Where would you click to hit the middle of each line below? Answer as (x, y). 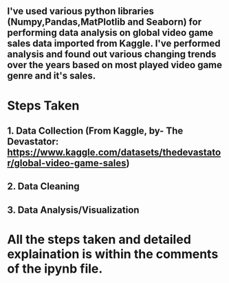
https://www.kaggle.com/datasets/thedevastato (114, 152)
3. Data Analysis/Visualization (73, 210)
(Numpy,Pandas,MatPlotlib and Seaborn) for (104, 22)
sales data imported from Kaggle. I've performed (114, 44)
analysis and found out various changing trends (112, 54)
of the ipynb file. (55, 269)
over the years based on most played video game (115, 65)
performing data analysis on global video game (110, 33)
